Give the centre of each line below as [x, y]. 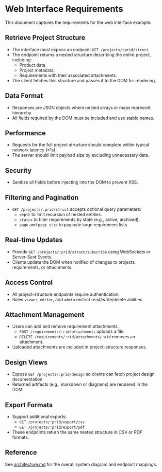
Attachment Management [45, 315]
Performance [25, 133]
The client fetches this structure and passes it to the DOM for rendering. [84, 80]
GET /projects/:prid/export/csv [52, 422]
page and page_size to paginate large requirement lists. [74, 225]
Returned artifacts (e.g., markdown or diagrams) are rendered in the [80, 384]
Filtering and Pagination [42, 197]
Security [18, 171]
